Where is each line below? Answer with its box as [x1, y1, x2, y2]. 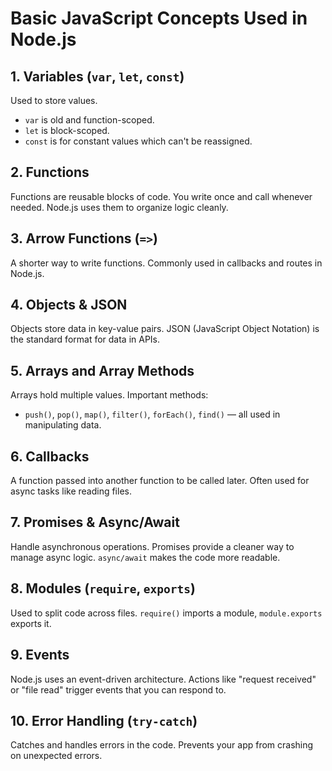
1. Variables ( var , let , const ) [10, 68, 185, 85]
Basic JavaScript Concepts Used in [10, 7, 308, 30]
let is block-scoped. [24, 125, 110, 136]
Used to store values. [10, 95, 98, 106]
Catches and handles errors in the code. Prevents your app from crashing [10, 739, 314, 751]
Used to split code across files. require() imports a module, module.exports [10, 607, 323, 619]
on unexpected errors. [10, 750, 103, 762]
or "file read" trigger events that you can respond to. [10, 683, 227, 696]
